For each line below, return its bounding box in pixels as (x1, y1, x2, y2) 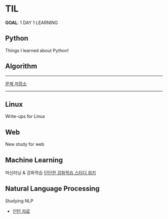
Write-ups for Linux (5, 113, 45, 119)
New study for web (5, 141, 44, 147)
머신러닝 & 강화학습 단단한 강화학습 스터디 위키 (5, 170, 96, 175)
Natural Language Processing (5, 184, 100, 193)
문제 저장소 (5, 81, 27, 87)
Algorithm (5, 62, 37, 71)
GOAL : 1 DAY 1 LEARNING (5, 20, 58, 26)
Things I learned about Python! (5, 47, 69, 53)
